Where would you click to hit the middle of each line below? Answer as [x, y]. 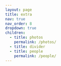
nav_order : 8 [19, 24]
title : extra [19, 14]
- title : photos [26, 38]
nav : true [15, 19]
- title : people [26, 51]
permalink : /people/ [35, 56]
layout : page [19, 10]
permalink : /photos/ [35, 42]
